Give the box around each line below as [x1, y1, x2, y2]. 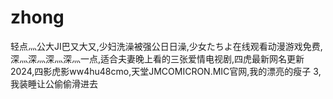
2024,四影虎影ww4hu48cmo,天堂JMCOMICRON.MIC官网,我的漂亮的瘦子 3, [10, 65, 322, 77]
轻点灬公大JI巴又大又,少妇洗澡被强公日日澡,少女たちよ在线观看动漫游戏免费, [10, 40, 323, 52]
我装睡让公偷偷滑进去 [10, 77, 98, 90]
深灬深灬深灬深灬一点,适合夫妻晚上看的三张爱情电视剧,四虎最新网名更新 [10, 52, 305, 65]
